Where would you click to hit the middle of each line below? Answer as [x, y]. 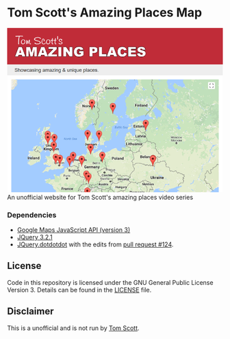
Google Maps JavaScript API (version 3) [74, 230]
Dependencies [32, 215]
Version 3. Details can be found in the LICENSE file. [79, 290]
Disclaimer [30, 311]
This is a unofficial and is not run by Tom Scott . [73, 328]
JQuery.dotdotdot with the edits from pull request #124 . [95, 244]
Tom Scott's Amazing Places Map [105, 13]
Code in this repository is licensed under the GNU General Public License [110, 282]
